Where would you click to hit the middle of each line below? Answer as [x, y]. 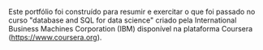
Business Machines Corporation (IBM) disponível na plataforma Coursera [131, 29]
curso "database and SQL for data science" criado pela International [123, 20]
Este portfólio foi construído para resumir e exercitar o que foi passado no [132, 12]
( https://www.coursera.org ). [55, 37]
